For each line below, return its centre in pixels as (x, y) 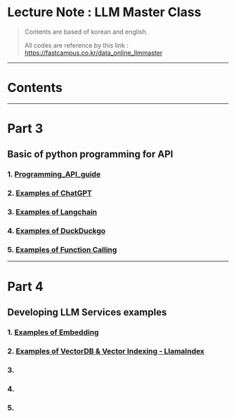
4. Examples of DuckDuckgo (57, 231)
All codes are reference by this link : (76, 45)
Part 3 (25, 129)
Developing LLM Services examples (87, 312)
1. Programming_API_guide (54, 174)
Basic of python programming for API (90, 154)
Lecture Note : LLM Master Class (104, 12)
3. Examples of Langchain (52, 212)
